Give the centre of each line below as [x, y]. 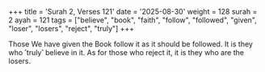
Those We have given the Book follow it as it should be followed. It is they [130, 44]
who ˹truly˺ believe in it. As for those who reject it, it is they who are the [126, 52]
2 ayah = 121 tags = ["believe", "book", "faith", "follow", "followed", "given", [132, 20]
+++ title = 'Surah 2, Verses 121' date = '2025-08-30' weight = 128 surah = [133, 12]
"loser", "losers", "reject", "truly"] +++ [72, 28]
